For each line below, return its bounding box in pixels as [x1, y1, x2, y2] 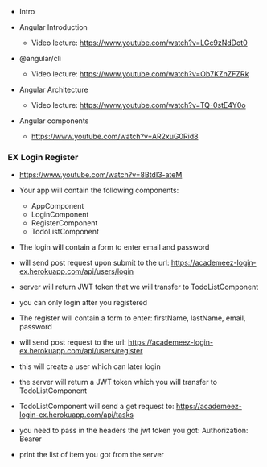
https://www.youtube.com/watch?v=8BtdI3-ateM [18, 170, 183, 180]
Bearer [18, 434, 42, 444]
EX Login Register [7, 151, 79, 163]
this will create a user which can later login [18, 362, 162, 371]
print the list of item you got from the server [18, 450, 164, 460]
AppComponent [31, 201, 84, 211]
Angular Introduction [18, 23, 88, 31]
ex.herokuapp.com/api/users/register [18, 346, 143, 356]
